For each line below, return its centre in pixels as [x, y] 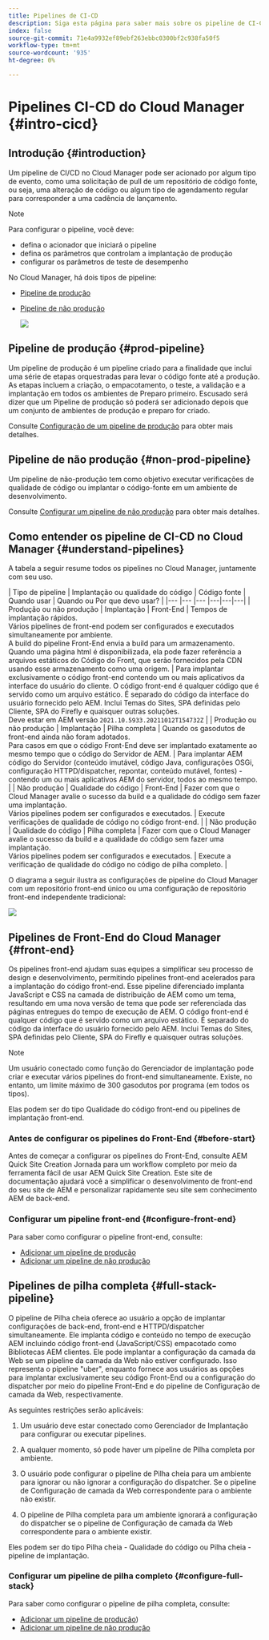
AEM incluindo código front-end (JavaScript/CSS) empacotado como [122, 1343]
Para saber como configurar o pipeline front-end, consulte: [105, 1236]
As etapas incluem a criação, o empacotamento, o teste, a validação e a [127, 384]
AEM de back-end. [39, 1199]
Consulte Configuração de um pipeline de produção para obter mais [121, 426]
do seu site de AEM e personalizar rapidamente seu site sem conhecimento [133, 1190]
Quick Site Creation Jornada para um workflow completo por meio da [123, 1164]
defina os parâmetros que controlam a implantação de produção [126, 253]
